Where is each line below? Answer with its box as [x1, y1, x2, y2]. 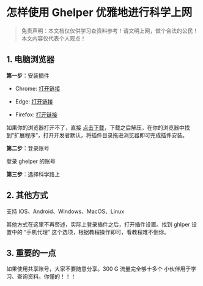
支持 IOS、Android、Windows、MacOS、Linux [6, 208, 124, 215]
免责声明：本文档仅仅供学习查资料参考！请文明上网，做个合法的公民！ [21, 27, 199, 34]
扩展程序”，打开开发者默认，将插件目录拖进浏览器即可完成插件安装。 [14, 131, 188, 138]
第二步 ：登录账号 [6, 145, 50, 152]
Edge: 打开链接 [15, 97, 53, 105]
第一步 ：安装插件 [6, 72, 50, 79]
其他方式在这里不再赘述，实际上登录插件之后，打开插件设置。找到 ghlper [6, 220, 191, 228]
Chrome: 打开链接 [15, 85, 61, 92]
